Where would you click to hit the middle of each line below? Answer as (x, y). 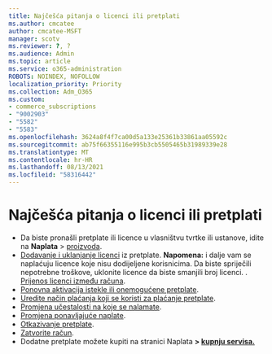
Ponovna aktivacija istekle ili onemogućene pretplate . (110, 289)
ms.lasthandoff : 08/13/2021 (56, 168)
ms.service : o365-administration (65, 69)
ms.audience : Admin (42, 54)
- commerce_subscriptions (52, 107)
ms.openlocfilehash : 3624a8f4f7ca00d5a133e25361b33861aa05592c (118, 137)
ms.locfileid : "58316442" (52, 175)
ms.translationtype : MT (49, 152)
